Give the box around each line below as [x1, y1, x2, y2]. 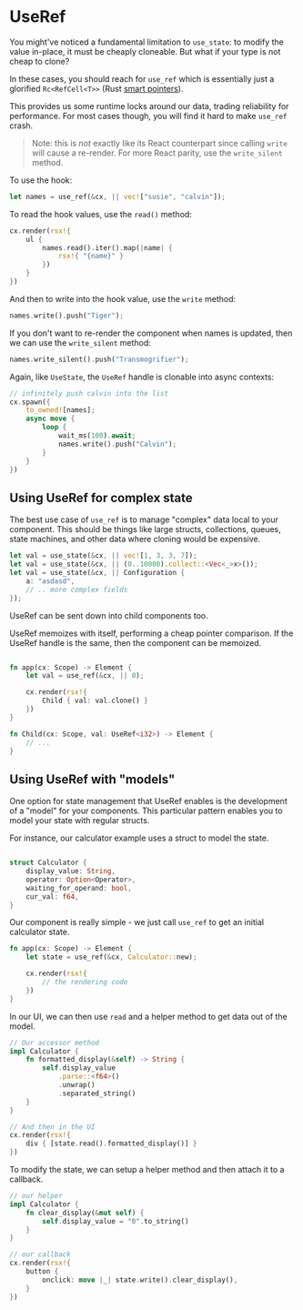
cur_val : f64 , [25, 892, 79, 902]
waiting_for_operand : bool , [25, 883, 132, 892]
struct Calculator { [9, 858, 88, 868]
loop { [42, 423, 67, 432]
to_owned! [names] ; [25, 406, 96, 415]
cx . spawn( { [9, 398, 51, 407]
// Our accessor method [9, 1038, 100, 1047]
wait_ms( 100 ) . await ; [57, 431, 136, 440]
